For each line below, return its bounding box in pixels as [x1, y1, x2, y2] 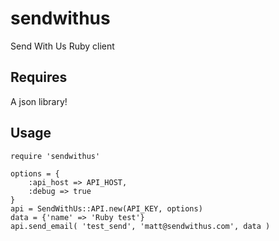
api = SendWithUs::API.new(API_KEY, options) [10, 203, 203, 214]
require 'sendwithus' [10, 151, 101, 161]
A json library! [10, 95, 68, 107]
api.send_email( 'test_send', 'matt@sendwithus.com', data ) [10, 221, 271, 231]
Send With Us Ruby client [10, 40, 115, 52]
